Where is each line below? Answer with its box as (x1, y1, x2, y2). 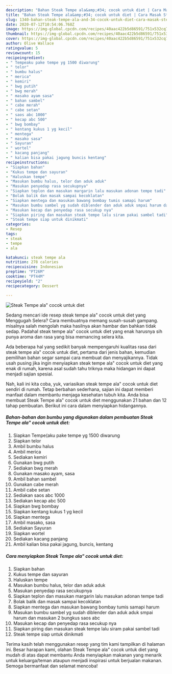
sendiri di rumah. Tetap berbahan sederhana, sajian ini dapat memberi (6, 386, 154, 392)
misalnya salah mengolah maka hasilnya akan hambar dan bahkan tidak (6, 323, 156, 329)
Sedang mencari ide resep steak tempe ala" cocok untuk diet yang (6, 312, 146, 318)
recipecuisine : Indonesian (6, 264, 63, 269)
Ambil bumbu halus (13, 444, 54, 450)
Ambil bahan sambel (13, 476, 57, 482)
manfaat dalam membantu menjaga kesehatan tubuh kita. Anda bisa (6, 391, 149, 397)
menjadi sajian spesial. (6, 371, 54, 377)
